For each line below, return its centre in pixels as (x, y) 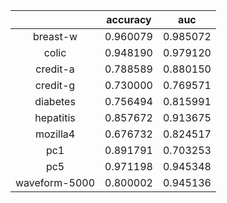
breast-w (55, 36)
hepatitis (55, 117)
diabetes (55, 101)
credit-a (55, 69)
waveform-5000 (55, 182)
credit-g (55, 85)
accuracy (129, 19)
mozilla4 (55, 134)
